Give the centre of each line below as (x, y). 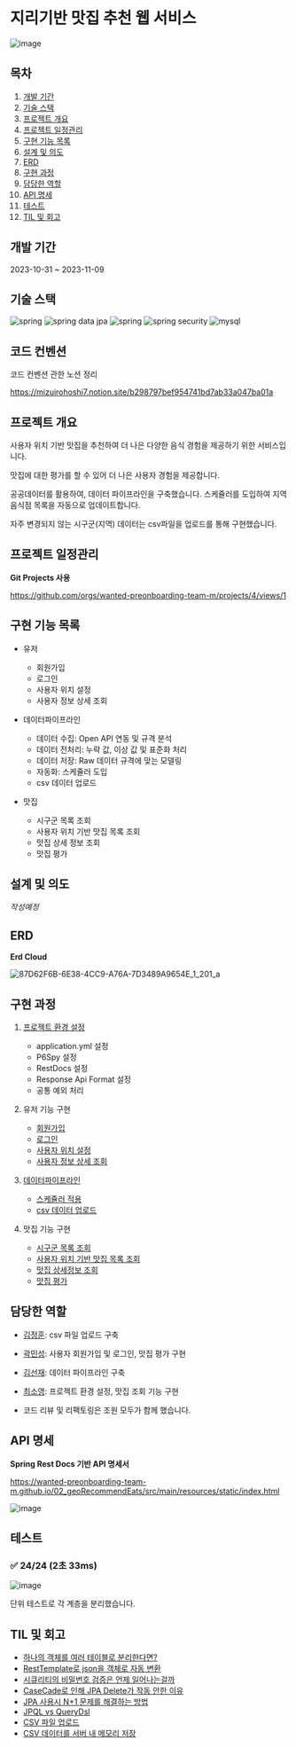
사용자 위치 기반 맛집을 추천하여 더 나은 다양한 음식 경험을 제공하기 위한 (133, 445)
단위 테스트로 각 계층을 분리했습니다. (73, 1604)
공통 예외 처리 (60, 1091)
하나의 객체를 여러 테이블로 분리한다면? (90, 1657)
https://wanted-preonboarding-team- (78, 1481)
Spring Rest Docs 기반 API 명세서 (70, 1463)
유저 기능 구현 (47, 1109)
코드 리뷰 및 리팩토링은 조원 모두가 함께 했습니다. (107, 1410)
